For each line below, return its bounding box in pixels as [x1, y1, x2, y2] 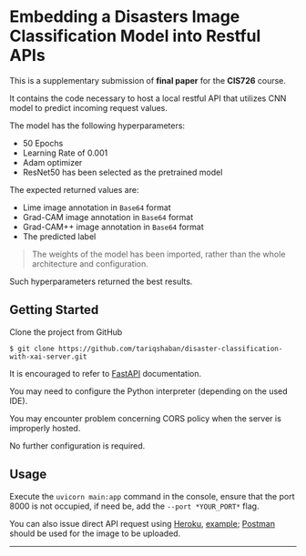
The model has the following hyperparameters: [9, 120, 185, 131]
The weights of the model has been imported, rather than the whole [31, 248, 286, 259]
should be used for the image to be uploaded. [9, 528, 181, 539]
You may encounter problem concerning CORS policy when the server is [9, 412, 282, 424]
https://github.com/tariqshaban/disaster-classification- [57, 344, 283, 353]
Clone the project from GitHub [9, 326, 123, 338]
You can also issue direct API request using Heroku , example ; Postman [9, 518, 276, 529]
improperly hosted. [9, 422, 81, 433]
